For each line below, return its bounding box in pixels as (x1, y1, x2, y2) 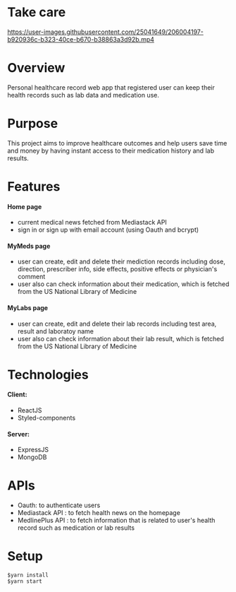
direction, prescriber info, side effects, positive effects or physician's (17, 265, 218, 273)
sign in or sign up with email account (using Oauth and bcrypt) (17, 225, 199, 234)
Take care (7, 4, 66, 20)
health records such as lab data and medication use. (7, 90, 160, 99)
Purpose (7, 116, 58, 131)
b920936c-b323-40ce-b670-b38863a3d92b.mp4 (7, 35, 155, 43)
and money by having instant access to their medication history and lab (7, 146, 215, 155)
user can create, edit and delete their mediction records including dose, (17, 257, 225, 266)
